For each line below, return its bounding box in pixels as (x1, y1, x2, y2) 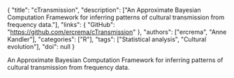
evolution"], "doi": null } (7, 43, 75, 50)
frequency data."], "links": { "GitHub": (7, 21, 115, 28)
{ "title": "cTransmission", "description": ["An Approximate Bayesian (7, 6, 201, 14)
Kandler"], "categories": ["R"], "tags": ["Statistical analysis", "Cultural (7, 35, 207, 43)
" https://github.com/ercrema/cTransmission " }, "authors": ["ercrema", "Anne (7, 28, 227, 36)
